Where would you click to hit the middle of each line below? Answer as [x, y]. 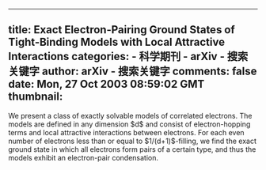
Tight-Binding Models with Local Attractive [117, 42]
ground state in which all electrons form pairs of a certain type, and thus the [132, 149]
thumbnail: [36, 97]
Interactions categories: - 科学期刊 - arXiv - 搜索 [128, 57]
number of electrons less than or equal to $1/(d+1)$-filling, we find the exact [133, 141]
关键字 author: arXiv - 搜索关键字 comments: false [133, 72]
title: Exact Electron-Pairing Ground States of [122, 30]
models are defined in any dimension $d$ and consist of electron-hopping [129, 124]
